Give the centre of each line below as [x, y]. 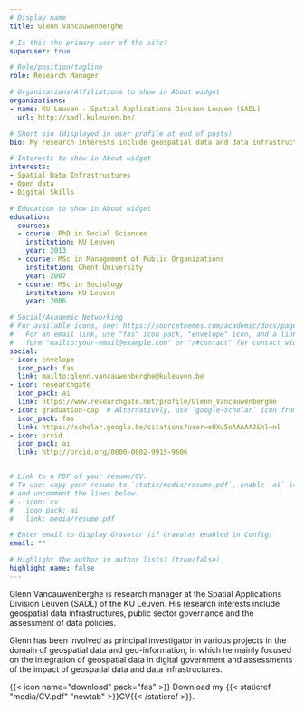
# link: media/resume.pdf [62, 519]
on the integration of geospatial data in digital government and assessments [151, 659]
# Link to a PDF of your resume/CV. [78, 476]
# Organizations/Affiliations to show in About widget [115, 92]
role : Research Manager [54, 76]
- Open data [32, 184]
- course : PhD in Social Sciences [82, 234]
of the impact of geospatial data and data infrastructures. [116, 669]
